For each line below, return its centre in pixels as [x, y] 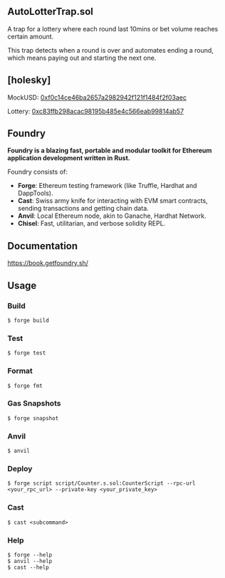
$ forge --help [30, 555]
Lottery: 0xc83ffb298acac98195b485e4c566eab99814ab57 [96, 111]
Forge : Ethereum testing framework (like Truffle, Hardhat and [107, 186]
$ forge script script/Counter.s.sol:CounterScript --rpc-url [101, 483]
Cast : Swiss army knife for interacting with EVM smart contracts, [112, 201]
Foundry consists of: [37, 172]
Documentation [43, 246]
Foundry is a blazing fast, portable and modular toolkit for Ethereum [110, 151]
